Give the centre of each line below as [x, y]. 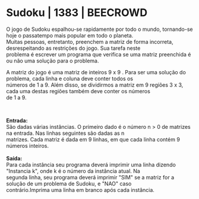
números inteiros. [28, 146]
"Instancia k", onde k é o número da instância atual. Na [73, 171]
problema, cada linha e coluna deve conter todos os [70, 78]
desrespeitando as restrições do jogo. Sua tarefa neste [73, 48]
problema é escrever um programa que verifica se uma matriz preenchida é [99, 54]
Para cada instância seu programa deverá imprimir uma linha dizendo [91, 165]
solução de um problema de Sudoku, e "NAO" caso [69, 184]
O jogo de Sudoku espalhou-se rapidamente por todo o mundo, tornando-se [99, 29]
